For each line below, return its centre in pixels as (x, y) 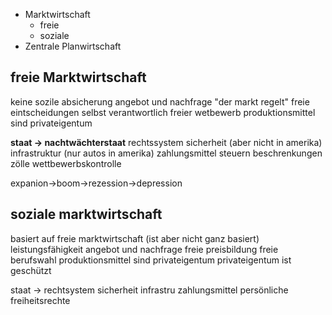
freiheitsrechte (40, 300)
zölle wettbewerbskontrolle (66, 163)
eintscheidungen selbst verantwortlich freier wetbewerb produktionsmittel (163, 112)
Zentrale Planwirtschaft (73, 46)
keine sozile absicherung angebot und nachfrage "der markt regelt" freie (160, 101)
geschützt (31, 270)
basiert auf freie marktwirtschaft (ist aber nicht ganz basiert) (135, 238)
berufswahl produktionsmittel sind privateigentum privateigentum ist (151, 260)
